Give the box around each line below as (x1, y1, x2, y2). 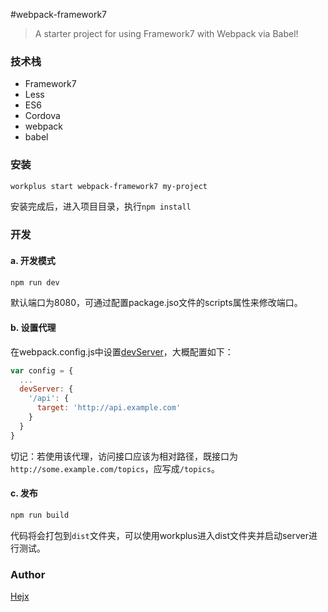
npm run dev (10, 277, 60, 288)
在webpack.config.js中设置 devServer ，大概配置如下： (10, 345, 234, 358)
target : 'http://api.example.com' (36, 403, 182, 413)
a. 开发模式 (10, 254, 56, 266)
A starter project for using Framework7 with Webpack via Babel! (34, 28, 299, 39)
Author (10, 567, 46, 581)
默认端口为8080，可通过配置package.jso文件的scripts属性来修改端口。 (10, 297, 303, 309)
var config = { (10, 365, 74, 376)
